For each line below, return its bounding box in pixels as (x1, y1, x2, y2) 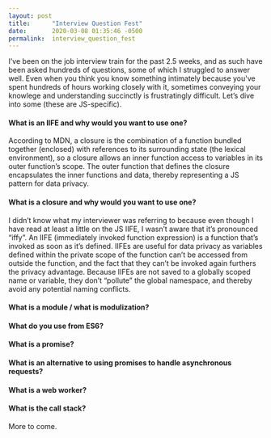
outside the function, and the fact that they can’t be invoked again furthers (8, 258, 256, 267)
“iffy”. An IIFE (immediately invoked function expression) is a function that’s (8, 232, 259, 242)
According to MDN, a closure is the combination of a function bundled (8, 136, 242, 145)
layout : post (8, 11, 53, 20)
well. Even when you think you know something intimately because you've (8, 74, 256, 83)
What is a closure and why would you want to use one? (8, 197, 197, 207)
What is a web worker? (8, 385, 87, 394)
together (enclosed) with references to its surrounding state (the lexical (8, 145, 246, 154)
